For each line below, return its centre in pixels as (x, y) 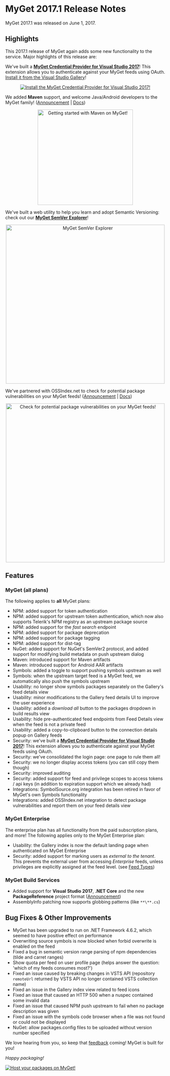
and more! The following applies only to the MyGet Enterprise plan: (75, 835)
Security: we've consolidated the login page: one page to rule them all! (87, 757)
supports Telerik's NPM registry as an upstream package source (80, 622)
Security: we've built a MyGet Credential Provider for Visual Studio (84, 741)
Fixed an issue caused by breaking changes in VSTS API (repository (84, 973)
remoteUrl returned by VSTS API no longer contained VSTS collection (85, 979)
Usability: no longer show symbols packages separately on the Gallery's (88, 687)
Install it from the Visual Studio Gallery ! (46, 77)
